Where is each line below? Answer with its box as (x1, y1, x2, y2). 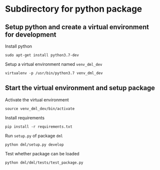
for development (5, 30, 57, 38)
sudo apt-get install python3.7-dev (5, 53, 79, 57)
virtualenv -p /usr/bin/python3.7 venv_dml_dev (5, 71, 103, 76)
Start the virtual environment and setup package (5, 84, 155, 92)
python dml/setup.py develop (5, 142, 64, 147)
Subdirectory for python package (5, 3, 142, 15)
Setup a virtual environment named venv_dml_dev (5, 61, 103, 67)
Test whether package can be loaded (5, 151, 80, 156)
